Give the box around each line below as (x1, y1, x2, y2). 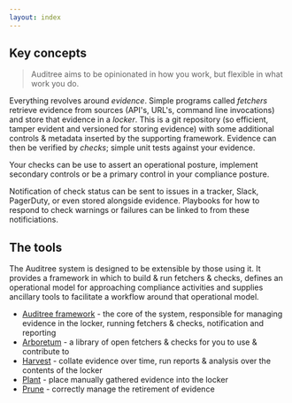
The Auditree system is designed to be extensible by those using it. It (9, 263, 261, 274)
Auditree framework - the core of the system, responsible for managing (21, 308, 283, 319)
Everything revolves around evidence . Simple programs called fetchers (9, 95, 268, 106)
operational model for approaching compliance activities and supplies (9, 282, 264, 293)
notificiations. (9, 214, 59, 225)
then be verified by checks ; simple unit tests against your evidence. (9, 142, 256, 153)
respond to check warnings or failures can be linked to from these (9, 205, 250, 216)
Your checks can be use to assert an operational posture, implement (9, 160, 258, 171)
